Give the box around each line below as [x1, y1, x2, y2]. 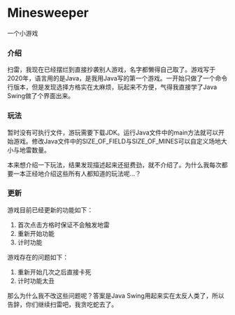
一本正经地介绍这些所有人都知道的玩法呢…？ [13, 169, 142, 178]
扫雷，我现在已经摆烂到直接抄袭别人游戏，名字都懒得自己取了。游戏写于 [7, 65, 215, 74]
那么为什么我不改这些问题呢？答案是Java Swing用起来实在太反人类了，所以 [7, 291, 225, 300]
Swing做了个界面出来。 [7, 92, 75, 100]
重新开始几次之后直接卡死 [17, 267, 92, 276]
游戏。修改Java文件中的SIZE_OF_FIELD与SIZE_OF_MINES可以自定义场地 [13, 136, 222, 145]
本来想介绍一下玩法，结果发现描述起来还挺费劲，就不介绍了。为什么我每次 [7, 160, 222, 169]
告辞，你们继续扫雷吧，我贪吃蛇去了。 [7, 300, 117, 309]
